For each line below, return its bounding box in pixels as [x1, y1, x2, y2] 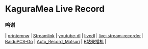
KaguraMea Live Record [5, 3, 105, 15]
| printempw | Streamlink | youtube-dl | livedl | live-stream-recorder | [5, 33, 144, 39]
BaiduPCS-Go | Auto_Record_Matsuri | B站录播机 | [5, 39, 107, 45]
